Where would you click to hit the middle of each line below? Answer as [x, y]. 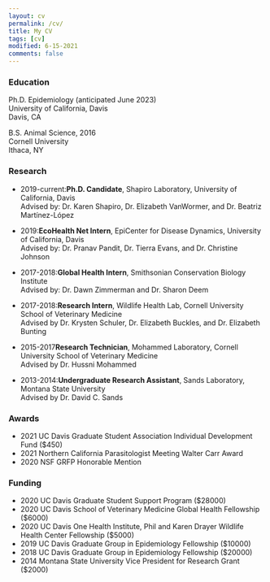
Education [29, 82]
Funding [25, 483]
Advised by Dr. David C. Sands [72, 397]
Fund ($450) [41, 445]
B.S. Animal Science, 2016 [52, 133]
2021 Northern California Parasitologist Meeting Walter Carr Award [132, 453]
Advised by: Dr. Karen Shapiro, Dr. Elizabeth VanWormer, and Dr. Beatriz [141, 206]
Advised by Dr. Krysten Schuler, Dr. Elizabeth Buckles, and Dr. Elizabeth [140, 323]
